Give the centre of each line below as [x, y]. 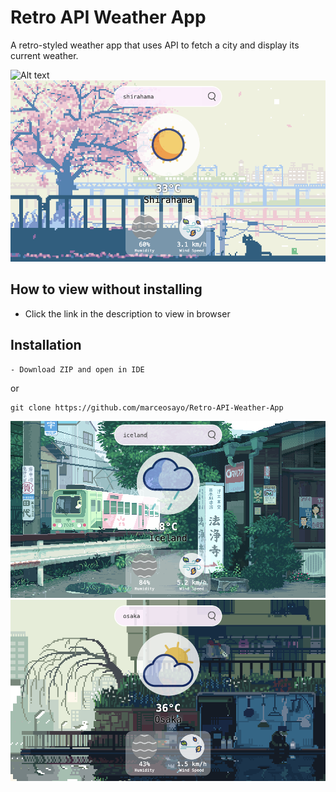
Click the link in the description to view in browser [127, 313]
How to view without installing [106, 289]
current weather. [44, 55]
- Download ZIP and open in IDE [77, 369]
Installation [46, 345]
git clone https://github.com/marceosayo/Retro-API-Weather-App [147, 407]
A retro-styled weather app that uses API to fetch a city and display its [155, 45]
